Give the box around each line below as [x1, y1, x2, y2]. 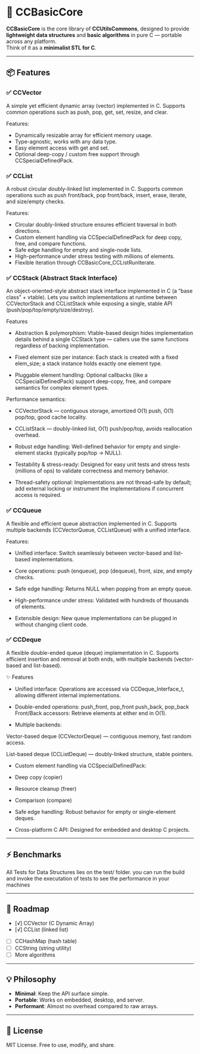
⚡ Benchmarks [6, 850, 61, 860]
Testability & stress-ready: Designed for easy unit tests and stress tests [14, 461, 190, 468]
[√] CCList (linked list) [14, 926, 68, 933]
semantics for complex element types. [14, 384, 109, 391]
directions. [14, 227, 42, 234]
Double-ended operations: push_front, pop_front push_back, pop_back [14, 703, 189, 710]
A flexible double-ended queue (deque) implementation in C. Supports [6, 649, 179, 656]
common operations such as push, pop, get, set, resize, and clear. [6, 108, 168, 116]
